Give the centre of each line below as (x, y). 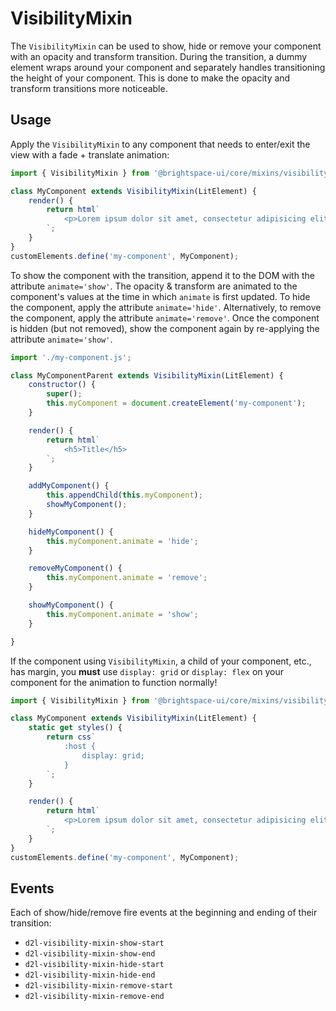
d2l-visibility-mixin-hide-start (94, 965)
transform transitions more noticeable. (89, 88)
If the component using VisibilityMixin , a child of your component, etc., (161, 661)
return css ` (71, 737)
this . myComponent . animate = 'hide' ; (122, 541)
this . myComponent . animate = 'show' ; (122, 614)
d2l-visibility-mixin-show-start (94, 943)
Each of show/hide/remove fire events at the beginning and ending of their (164, 913)
